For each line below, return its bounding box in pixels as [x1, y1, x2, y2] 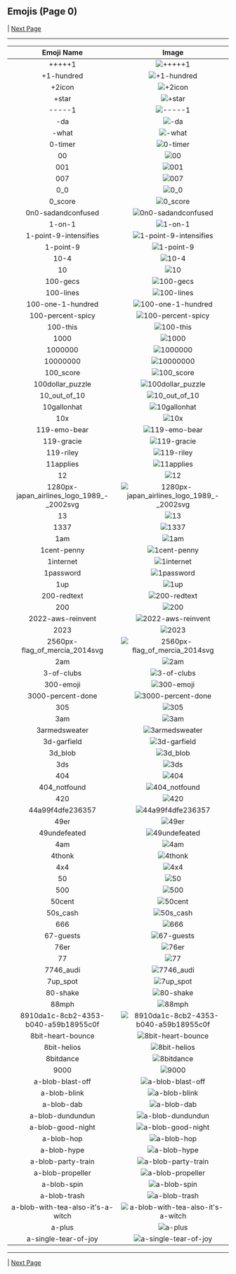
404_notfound [39, 782, 86, 792]
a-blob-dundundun [29, 1110, 96, 1120]
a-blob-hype [40, 1145, 85, 1155]
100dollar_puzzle [33, 379, 91, 389]
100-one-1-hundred [26, 299, 99, 308]
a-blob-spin [41, 1179, 84, 1189]
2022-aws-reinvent [28, 613, 97, 623]
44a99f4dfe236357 [28, 805, 97, 814]
